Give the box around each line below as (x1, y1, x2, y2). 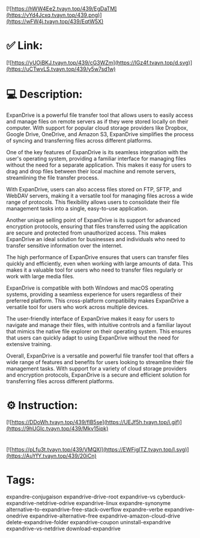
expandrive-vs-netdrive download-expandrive (6, 525, 121, 532)
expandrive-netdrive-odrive (6, 499, 75, 506)
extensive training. (6, 340, 52, 347)
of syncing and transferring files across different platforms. (6, 137, 153, 144)
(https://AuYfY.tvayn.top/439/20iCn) (6, 452, 97, 459)
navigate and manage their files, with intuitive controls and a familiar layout (6, 321, 192, 329)
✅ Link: (6, 39, 43, 53)
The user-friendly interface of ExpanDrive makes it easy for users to (6, 315, 175, 322)
